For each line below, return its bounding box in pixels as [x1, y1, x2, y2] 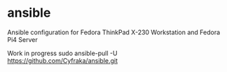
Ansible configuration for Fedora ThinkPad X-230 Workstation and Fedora [7, 28, 221, 36]
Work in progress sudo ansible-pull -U [7, 49, 118, 57]
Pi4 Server [7, 35, 38, 43]
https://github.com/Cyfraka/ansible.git [7, 56, 118, 64]
